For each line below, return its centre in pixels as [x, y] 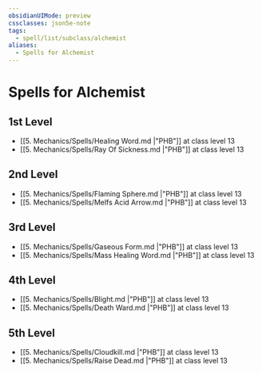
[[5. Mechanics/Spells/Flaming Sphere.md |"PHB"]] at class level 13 [131, 193]
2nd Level [33, 175]
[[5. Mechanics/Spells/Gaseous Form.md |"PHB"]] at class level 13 [129, 246]
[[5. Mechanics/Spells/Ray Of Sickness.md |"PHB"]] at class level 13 [132, 149]
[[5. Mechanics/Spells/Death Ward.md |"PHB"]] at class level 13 [124, 308]
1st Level [30, 122]
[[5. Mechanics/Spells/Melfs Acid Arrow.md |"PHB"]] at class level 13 [133, 202]
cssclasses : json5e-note [50, 23]
